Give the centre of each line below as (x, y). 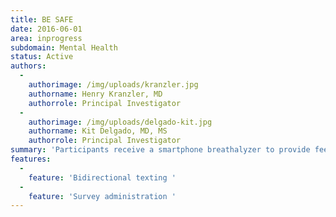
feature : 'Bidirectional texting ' (102, 177)
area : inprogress (46, 38)
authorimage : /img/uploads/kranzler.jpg (113, 85)
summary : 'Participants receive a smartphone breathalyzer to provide (160, 150)
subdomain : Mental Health (64, 47)
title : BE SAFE (42, 19)
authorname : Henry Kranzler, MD (95, 94)
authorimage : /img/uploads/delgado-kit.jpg (120, 122)
